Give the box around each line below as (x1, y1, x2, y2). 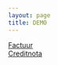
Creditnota (8, 49, 43, 58)
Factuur (8, 40, 34, 49)
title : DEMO (8, 19, 47, 27)
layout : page (8, 11, 51, 20)
